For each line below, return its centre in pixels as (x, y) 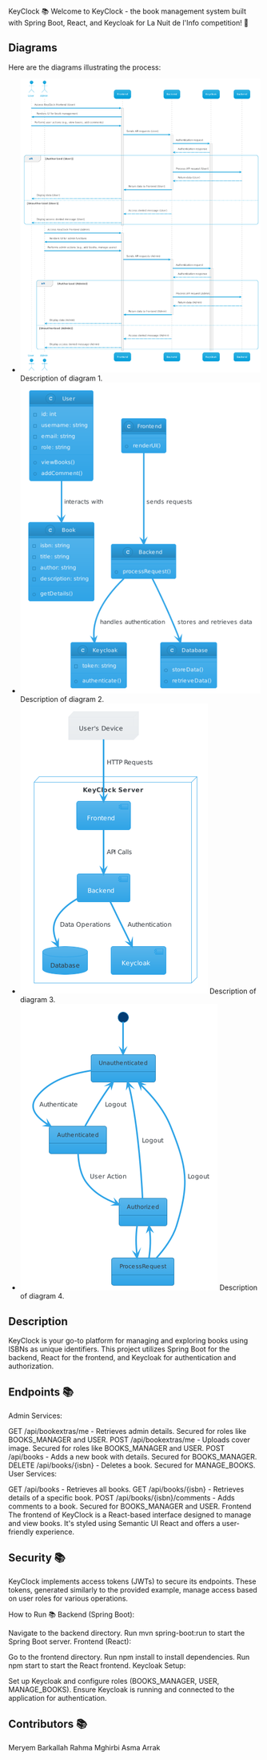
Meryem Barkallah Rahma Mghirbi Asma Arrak (84, 1747)
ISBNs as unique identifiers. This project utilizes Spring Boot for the (119, 1349)
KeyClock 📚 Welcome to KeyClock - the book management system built (127, 11)
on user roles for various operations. (68, 1598)
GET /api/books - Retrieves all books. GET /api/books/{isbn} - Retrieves (126, 1489)
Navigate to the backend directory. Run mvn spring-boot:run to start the (127, 1633)
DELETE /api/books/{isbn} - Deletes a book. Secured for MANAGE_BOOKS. (132, 1465)
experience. (55, 1532)
